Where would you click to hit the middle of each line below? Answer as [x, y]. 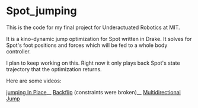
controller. [19, 51]
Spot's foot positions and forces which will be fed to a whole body [87, 45]
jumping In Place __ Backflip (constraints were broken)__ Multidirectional [93, 92]
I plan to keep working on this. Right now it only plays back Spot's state [93, 63]
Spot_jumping [41, 11]
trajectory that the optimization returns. [54, 69]
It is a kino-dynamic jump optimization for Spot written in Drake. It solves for [99, 39]
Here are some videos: [34, 81]
